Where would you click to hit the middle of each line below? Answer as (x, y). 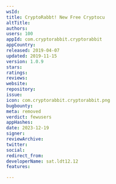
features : (18, 167)
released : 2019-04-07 (33, 51)
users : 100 (20, 34)
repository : (21, 89)
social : (16, 150)
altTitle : (18, 23)
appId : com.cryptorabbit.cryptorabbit (54, 39)
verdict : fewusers (29, 117)
